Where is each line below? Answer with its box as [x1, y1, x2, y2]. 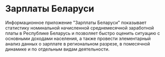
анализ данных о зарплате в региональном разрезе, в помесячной [5, 40, 150, 46]
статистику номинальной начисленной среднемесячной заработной [5, 24, 154, 30]
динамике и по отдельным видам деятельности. [5, 46, 110, 52]
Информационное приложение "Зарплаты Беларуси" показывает [5, 19, 147, 25]
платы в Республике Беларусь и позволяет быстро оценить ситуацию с [5, 30, 160, 36]
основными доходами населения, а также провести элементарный [5, 35, 151, 41]
